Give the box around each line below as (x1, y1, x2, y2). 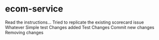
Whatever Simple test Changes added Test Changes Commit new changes (5, 24, 155, 30)
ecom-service (5, 3, 63, 14)
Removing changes (5, 29, 44, 35)
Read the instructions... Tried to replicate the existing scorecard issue (5, 19, 144, 25)
